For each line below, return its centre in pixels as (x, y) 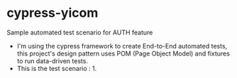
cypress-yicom (53, 13)
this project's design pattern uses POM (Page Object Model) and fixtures (123, 53)
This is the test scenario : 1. (57, 68)
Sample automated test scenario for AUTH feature (80, 32)
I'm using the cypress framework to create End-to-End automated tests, (122, 46)
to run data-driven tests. (52, 60)
